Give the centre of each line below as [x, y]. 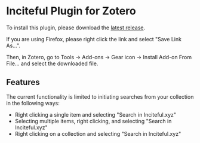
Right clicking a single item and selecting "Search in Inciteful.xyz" [96, 114]
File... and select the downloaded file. [52, 63]
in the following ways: [33, 103]
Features [23, 82]
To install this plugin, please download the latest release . [76, 28]
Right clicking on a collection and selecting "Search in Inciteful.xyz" [98, 133]
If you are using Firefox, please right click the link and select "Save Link [94, 39]
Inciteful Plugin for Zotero [71, 11]
